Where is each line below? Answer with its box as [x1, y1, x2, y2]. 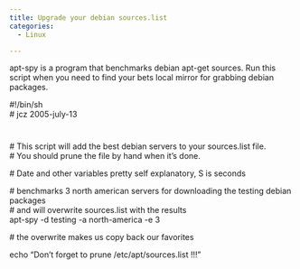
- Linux [17, 30, 47, 39]
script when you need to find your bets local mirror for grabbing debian [9, 72, 274, 83]
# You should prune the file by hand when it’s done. [9, 150, 202, 161]
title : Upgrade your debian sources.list [9, 13, 168, 23]
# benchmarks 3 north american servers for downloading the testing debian [9, 185, 292, 196]
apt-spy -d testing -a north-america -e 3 [9, 214, 161, 225]
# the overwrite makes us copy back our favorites [9, 231, 194, 242]
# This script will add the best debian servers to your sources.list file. [9, 141, 267, 152]
